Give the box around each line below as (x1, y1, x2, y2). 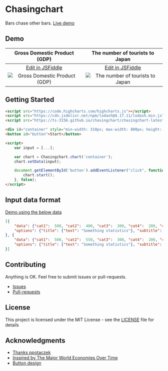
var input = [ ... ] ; (14, 145, 55, 150)
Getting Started (5, 95, 54, 104)
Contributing (5, 260, 46, 269)
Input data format (5, 196, 61, 204)
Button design (12, 360, 41, 366)
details (5, 321, 19, 328)
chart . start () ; (23, 172, 55, 178)
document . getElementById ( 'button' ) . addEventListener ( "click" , (14, 168, 146, 173)
